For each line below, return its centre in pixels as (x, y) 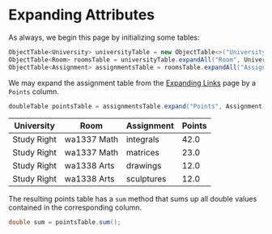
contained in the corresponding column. (75, 207)
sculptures (146, 179)
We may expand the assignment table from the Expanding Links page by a (132, 83)
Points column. (34, 91)
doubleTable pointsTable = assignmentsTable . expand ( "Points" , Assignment (136, 106)
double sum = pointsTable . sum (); (65, 223)
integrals (142, 139)
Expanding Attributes (82, 15)
